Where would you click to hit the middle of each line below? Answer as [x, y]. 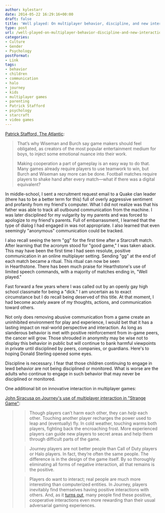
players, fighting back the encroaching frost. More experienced [94, 428]
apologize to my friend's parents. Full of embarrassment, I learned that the [80, 220]
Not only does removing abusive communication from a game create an [78, 317]
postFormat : [17, 55]
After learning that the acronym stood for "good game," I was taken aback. [80, 245]
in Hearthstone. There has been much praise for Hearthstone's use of [76, 266]
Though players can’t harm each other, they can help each [89, 413]
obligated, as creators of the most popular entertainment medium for [86, 148]
